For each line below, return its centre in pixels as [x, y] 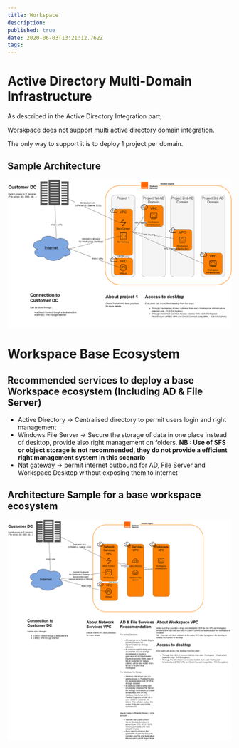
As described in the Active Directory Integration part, [85, 116]
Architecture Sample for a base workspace [104, 495]
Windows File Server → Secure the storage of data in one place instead [122, 435]
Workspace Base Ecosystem [94, 354]
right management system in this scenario [81, 458]
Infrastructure [50, 97]
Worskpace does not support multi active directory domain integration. [111, 130]
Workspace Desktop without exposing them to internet [97, 473]
